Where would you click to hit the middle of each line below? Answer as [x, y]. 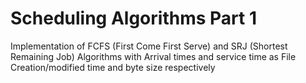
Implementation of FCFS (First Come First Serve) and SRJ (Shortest [149, 46]
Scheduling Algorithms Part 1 [133, 18]
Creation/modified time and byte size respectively [113, 67]
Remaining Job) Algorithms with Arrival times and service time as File [153, 56]
